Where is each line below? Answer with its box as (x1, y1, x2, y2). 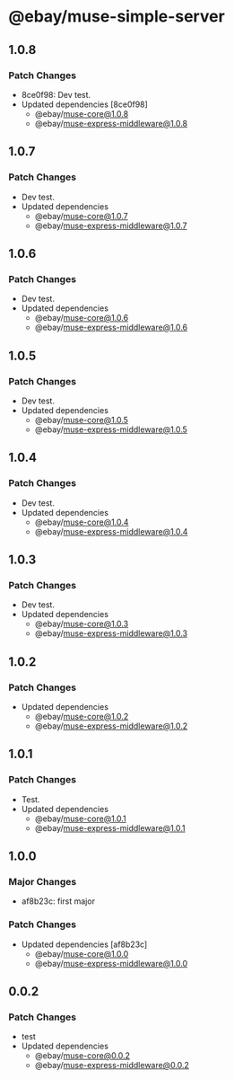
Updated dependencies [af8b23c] (21, 939, 148, 950)
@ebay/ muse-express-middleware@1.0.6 (34, 322, 188, 333)
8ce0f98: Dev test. (21, 89, 91, 100)
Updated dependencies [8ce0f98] (21, 99, 149, 110)
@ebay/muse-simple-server (8, 6, 225, 27)
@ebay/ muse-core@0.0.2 (34, 1050, 131, 1061)
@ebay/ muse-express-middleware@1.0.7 (34, 220, 187, 231)
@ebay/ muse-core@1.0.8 (34, 108, 129, 119)
